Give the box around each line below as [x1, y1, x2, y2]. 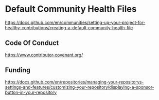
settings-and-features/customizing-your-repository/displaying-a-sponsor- [5, 84, 155, 90]
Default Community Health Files [5, 3, 137, 15]
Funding [5, 66, 31, 74]
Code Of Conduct [5, 39, 59, 47]
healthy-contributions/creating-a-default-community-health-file [5, 24, 133, 30]
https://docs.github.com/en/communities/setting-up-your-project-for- [5, 20, 145, 25]
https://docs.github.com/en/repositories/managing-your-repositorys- [5, 79, 144, 85]
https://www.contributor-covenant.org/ [5, 52, 83, 58]
